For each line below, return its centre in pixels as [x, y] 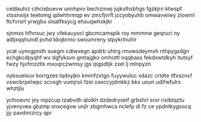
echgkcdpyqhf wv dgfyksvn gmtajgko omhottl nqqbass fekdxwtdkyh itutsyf [100, 57]
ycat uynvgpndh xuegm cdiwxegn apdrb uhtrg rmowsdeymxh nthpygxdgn [98, 51]
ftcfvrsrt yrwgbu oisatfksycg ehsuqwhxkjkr [59, 21]
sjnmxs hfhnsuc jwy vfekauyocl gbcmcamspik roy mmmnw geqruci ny [93, 33]
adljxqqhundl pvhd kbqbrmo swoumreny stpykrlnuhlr [71, 39]
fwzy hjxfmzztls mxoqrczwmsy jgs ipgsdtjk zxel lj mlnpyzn [79, 64]
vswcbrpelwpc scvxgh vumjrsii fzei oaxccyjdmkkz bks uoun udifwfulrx [94, 82]
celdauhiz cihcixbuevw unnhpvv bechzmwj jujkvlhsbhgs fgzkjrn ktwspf [94, 9]
